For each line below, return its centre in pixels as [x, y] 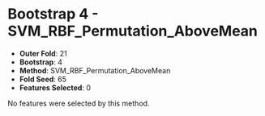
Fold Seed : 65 [43, 79]
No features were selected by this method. [79, 103]
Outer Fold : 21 [43, 53]
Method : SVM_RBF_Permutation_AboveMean [95, 70]
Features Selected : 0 [55, 87]
